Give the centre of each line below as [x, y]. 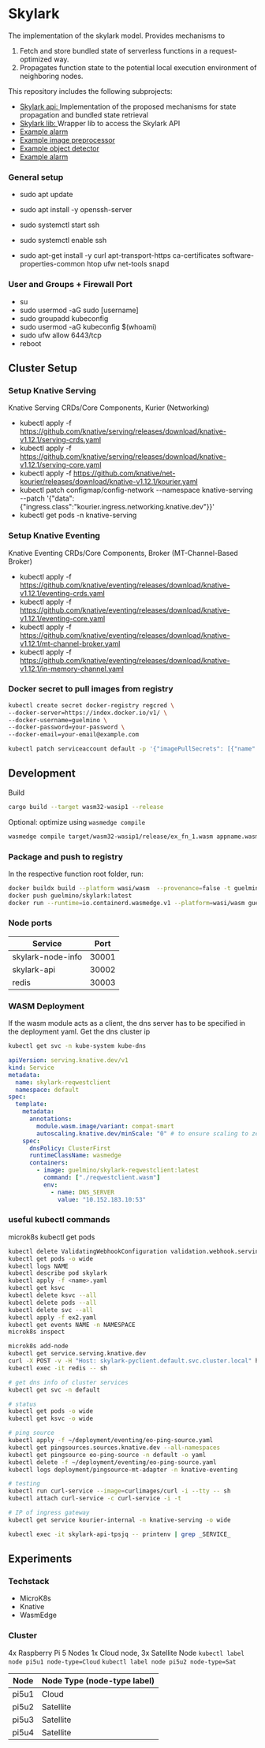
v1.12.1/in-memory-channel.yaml [71, 669]
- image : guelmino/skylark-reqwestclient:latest [118, 1170]
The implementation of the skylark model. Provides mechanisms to [117, 35]
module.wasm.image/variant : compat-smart [106, 1126]
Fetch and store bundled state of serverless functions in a [113, 50]
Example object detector [60, 148]
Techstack [29, 1581]
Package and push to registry [66, 856]
